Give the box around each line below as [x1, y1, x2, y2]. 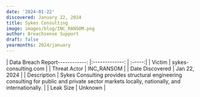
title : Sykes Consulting [6, 20, 68, 26]
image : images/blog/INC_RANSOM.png [6, 25, 95, 32]
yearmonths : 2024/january [6, 43, 71, 48]
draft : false [6, 37, 39, 43]
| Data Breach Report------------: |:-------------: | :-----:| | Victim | [6, 58, 171, 66]
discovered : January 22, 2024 [6, 14, 82, 20]
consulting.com [6, 65, 45, 72]
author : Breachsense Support [6, 31, 79, 37]
